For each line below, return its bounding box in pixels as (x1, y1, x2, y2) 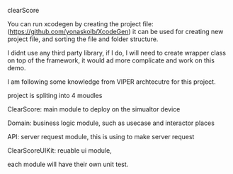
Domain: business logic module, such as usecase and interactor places (7, 119, 215, 127)
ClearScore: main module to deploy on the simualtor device (7, 105, 181, 113)
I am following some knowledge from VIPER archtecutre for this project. (7, 77, 216, 86)
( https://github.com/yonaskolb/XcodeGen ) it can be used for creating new (7, 28, 224, 36)
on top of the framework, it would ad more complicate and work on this (7, 56, 215, 65)
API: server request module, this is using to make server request (7, 133, 195, 141)
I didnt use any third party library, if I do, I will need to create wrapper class (7, 49, 227, 57)
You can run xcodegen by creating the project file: (7, 20, 154, 28)
